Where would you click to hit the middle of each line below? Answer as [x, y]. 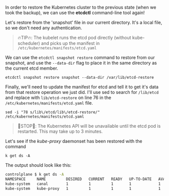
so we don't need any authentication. [44, 28]
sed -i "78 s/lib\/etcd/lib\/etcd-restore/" [53, 112]
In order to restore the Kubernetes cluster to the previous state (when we [81, 7]
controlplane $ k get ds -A [35, 174]
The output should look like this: [38, 165]
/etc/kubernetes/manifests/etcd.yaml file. [49, 103]
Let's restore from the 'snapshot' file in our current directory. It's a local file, [84, 22]
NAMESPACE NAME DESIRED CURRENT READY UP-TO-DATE [78, 179]
